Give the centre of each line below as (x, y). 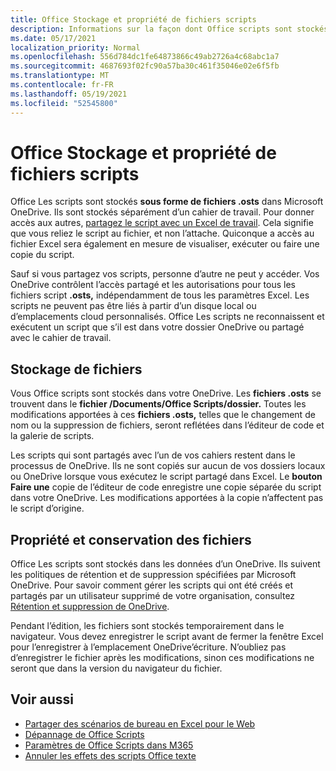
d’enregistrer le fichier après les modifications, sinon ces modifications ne (162, 658)
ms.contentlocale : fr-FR (62, 85)
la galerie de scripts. (52, 436)
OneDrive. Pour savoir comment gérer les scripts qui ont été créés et (152, 585)
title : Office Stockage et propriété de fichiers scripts (133, 19)
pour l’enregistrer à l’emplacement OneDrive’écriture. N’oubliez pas (148, 647)
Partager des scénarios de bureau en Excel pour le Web (140, 723)
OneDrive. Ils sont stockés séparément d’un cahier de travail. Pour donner (162, 212)
